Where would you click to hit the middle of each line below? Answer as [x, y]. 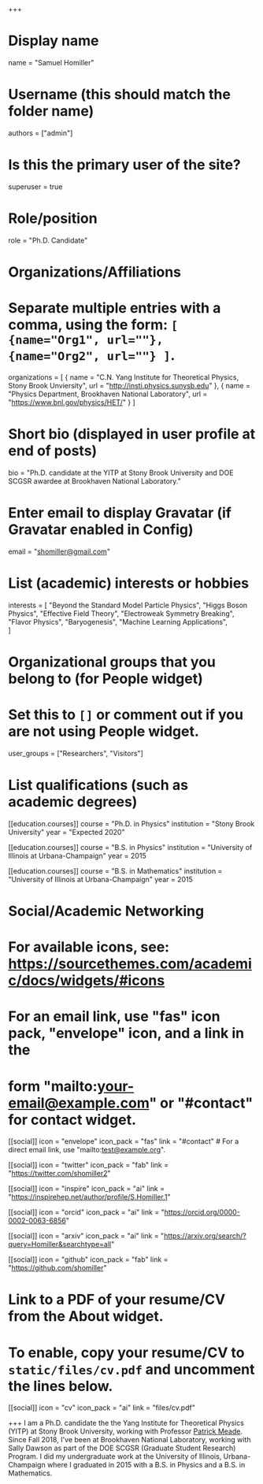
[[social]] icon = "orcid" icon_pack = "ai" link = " [87, 1212]
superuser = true [35, 187]
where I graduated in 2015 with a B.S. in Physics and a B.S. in [146, 1465]
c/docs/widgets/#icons [87, 981]
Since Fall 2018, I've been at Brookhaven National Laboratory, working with [130, 1440]
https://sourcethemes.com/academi [130, 964]
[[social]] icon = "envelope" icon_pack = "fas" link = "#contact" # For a [124, 1141]
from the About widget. [86, 1317]
